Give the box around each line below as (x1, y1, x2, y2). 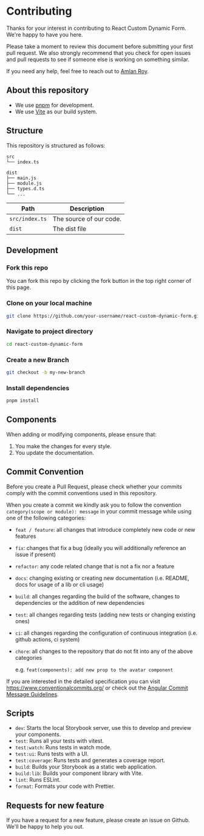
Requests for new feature (6, 800, 104, 810)
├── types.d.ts (6, 185, 45, 191)
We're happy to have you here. (6, 30, 83, 38)
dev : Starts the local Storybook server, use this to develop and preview (15, 724, 191, 732)
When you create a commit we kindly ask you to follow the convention (6, 501, 182, 509)
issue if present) (15, 551, 56, 558)
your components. (15, 731, 61, 738)
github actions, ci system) (15, 635, 80, 643)
